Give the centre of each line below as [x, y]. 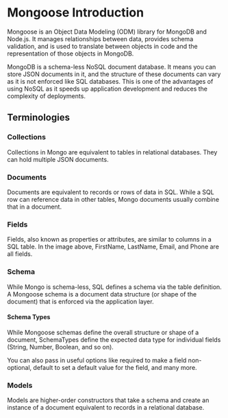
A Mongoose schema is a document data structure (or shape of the [102, 294]
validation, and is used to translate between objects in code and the [102, 46]
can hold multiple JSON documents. [58, 159]
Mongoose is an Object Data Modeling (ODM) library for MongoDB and [107, 32]
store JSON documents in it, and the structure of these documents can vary [114, 74]
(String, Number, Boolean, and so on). [61, 347]
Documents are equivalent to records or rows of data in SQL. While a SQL [111, 192]
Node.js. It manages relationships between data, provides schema [100, 38]
